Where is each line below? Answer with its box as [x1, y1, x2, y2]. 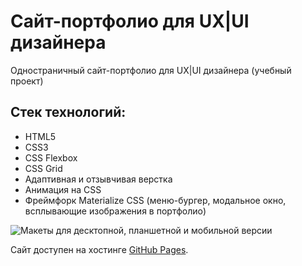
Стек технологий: [10, 104, 127, 121]
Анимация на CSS [24, 183, 102, 195]
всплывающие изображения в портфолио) [24, 205, 207, 217]
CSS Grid [24, 162, 63, 174]
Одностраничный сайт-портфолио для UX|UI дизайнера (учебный [10, 64, 292, 76]
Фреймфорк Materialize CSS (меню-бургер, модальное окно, [24, 194, 287, 206]
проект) [10, 75, 44, 87]
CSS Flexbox [24, 151, 78, 164]
